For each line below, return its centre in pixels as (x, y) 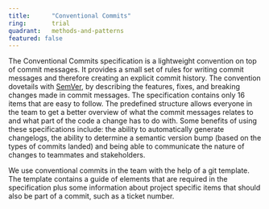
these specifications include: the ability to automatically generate (116, 129)
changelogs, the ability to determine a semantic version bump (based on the (135, 138)
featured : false (35, 38)
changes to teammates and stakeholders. (77, 155)
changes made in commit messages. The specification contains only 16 (127, 95)
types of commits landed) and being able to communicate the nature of (126, 146)
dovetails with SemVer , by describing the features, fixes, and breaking (124, 87)
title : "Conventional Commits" (70, 16)
